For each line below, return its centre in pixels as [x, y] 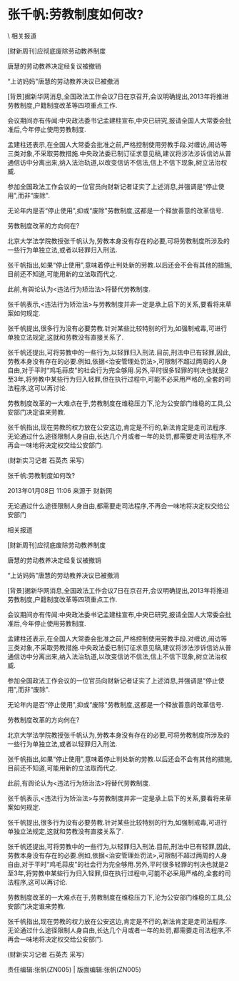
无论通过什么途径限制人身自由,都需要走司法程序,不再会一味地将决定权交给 [116, 505]
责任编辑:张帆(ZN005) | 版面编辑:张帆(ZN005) [74, 969]
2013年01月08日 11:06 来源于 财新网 [60, 490]
